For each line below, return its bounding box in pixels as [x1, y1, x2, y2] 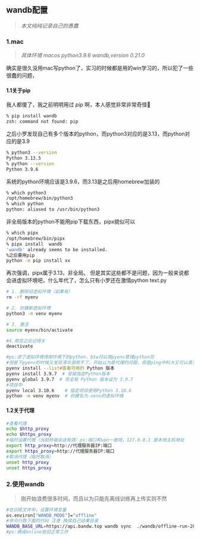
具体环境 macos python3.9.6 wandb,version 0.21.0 [20, 52, 145, 59]
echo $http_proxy [6, 426, 49, 432]
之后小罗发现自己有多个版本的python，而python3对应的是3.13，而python [6, 130, 185, 138]
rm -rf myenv [6, 294, 39, 300]
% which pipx [6, 230, 39, 236]
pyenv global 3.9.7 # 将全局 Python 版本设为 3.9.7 [6, 376, 133, 382]
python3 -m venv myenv [6, 310, 62, 316]
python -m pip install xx [6, 258, 70, 264]
